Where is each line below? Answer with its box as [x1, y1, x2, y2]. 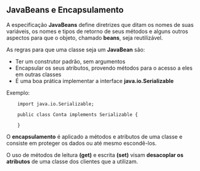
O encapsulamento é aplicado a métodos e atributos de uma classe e [6, 133, 183, 140]
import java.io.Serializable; [17, 101, 95, 107]
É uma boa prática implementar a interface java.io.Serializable [15, 77, 174, 84]
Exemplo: [6, 89, 30, 96]
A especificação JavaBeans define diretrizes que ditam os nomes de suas [6, 21, 194, 28]
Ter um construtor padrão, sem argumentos [15, 57, 125, 65]
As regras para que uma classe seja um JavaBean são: [6, 46, 146, 53]
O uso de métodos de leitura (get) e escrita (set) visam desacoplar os [6, 151, 183, 158]
